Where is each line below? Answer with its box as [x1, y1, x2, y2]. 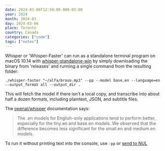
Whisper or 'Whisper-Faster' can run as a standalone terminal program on [5, 53, 156, 59]
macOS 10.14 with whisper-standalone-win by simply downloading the [5, 58, 148, 64]
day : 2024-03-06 [5, 21, 39, 26]
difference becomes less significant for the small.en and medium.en [17, 125, 156, 131]
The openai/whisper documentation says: [5, 105, 90, 111]
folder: [5, 68, 19, 74]
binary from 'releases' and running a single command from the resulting [5, 63, 152, 69]
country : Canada [5, 30, 39, 35]
